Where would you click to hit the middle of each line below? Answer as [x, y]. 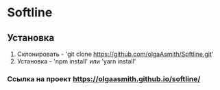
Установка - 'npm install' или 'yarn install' [76, 61]
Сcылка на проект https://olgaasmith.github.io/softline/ [104, 78]
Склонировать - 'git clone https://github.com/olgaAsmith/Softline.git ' [115, 54]
